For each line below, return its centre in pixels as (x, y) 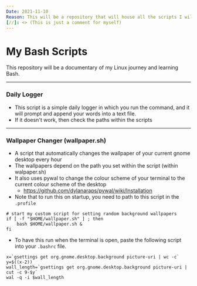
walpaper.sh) (30, 172)
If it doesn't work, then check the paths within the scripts (83, 120)
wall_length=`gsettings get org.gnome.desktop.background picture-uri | (97, 267)
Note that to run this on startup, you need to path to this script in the (97, 196)
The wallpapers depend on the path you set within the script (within (96, 165)
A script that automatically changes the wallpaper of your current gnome (102, 153)
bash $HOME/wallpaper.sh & (50, 224)
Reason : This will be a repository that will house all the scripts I (94, 17)
